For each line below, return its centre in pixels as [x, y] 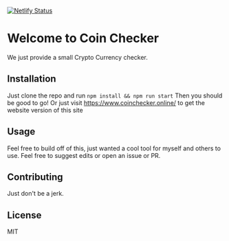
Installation [32, 79]
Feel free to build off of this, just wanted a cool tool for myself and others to [114, 148]
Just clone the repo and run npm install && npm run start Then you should [115, 95]
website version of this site [45, 110]
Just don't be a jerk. [35, 194]
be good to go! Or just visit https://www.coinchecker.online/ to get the [106, 102]
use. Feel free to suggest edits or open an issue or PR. [84, 155]
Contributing [35, 177]
